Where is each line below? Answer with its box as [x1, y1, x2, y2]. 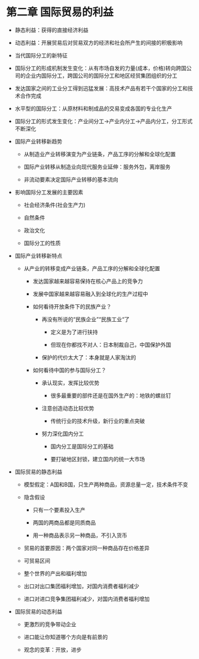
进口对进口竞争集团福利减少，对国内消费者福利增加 [23, 595, 150, 602]
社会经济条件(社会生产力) [23, 201, 85, 208]
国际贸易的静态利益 [14, 468, 63, 475]
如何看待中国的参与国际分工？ [32, 366, 106, 374]
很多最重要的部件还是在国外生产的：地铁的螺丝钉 [50, 392, 172, 399]
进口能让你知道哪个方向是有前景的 [23, 633, 108, 640]
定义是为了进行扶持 [50, 328, 98, 335]
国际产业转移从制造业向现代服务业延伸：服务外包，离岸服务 [23, 163, 171, 170]
